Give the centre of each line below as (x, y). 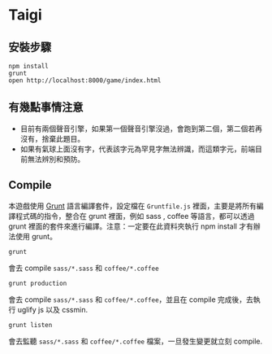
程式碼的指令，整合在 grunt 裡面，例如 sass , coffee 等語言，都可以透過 (135, 216)
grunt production (38, 283)
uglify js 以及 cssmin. (52, 309)
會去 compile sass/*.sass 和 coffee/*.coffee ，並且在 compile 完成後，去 (131, 299)
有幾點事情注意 (46, 107)
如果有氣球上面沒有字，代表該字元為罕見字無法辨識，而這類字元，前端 (138, 149)
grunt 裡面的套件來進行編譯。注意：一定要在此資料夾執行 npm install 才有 (131, 226)
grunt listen (30, 325)
